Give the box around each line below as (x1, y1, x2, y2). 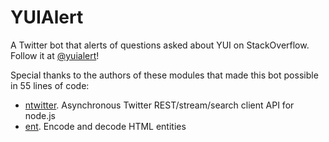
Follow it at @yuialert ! (10, 49, 100, 61)
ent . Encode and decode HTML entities (24, 120, 187, 132)
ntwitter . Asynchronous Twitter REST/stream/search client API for (24, 99, 295, 111)
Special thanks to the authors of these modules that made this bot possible (10, 69, 319, 81)
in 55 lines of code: (10, 79, 90, 91)
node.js (24, 109, 57, 121)
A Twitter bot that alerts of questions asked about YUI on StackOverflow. (10, 39, 310, 51)
